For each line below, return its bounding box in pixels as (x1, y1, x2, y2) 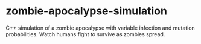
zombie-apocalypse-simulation (5, 4, 167, 18)
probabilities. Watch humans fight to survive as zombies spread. (5, 30, 165, 37)
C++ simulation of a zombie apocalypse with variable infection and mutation (5, 24, 196, 31)
